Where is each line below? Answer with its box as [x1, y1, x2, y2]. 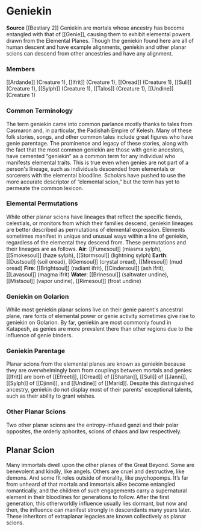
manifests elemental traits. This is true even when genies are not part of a [6, 159, 189, 166]
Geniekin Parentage [6, 347, 66, 355]
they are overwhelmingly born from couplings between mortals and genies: [6, 367, 193, 374]
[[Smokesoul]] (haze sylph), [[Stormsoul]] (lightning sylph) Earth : [6, 252, 168, 259]
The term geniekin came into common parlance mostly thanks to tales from [6, 120, 193, 127]
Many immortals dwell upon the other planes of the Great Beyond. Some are [6, 461, 194, 468]
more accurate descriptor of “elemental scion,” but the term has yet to [6, 178, 180, 185]
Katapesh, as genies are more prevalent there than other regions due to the [6, 325, 193, 332]
